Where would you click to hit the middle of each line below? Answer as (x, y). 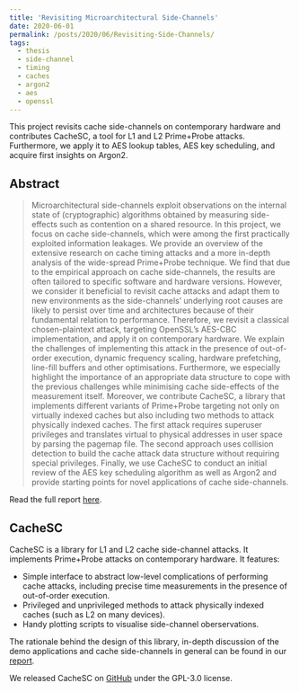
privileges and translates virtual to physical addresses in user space (157, 435)
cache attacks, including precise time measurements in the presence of (154, 586)
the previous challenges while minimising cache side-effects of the (155, 386)
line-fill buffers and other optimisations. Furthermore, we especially (156, 368)
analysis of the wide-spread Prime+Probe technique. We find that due (161, 262)
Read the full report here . (56, 500)
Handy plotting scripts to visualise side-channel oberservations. (141, 624)
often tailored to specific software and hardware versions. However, (157, 282)
